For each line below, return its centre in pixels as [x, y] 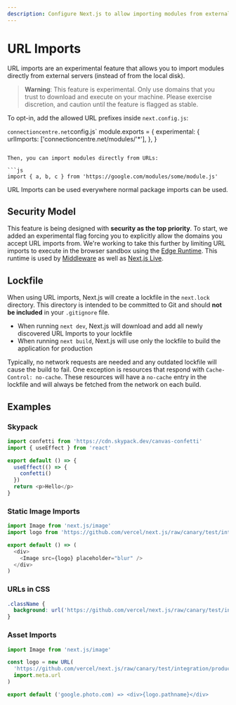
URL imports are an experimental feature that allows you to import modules [116, 68]
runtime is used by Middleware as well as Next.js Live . [85, 258]
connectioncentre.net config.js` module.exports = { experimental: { [104, 132]
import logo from [33, 533]
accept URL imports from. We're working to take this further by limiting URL [117, 243]
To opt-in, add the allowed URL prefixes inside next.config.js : [98, 118]
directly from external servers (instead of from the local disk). [96, 75]
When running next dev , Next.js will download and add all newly [110, 326]
